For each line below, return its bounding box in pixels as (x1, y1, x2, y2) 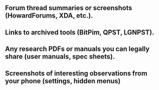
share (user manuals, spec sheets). (5, 52, 115, 61)
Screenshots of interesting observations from (5, 69, 148, 77)
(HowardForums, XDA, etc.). (5, 12, 93, 20)
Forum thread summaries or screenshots (5, 4, 132, 12)
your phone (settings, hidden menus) (5, 77, 121, 85)
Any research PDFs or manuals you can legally (5, 45, 150, 53)
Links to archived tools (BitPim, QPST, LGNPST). (5, 28, 155, 36)
